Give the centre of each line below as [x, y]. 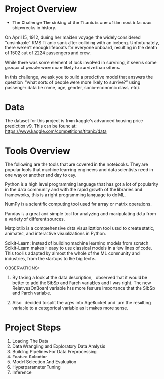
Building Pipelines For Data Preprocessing [54, 351]
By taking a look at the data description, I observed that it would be [80, 277]
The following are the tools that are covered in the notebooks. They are [77, 164]
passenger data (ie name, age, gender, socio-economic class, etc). [73, 87]
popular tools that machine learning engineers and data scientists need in [79, 169]
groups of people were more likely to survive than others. [63, 67]
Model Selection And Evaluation [44, 362]
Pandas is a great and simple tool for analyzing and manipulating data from [81, 213]
